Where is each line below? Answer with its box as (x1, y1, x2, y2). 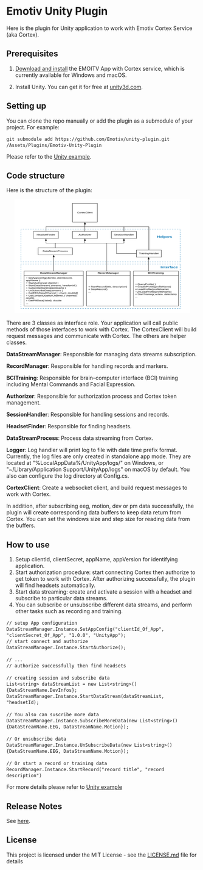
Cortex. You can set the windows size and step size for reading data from (6, 516, 190, 523)
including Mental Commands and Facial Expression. (6, 381, 136, 388)
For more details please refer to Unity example (6, 783, 123, 791)
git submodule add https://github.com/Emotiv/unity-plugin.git (6, 136, 170, 142)
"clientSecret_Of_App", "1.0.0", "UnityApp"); (6, 633, 126, 639)
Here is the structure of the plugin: (6, 187, 92, 194)
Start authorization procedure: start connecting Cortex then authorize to (15, 569, 196, 576)
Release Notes (6, 801, 63, 811)
